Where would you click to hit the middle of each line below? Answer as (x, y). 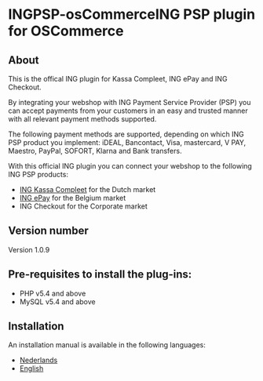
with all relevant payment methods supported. (82, 119)
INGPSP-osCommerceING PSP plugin (132, 15)
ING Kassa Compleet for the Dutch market (88, 189)
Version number (48, 231)
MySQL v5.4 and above (57, 301)
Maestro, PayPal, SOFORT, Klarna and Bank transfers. (95, 151)
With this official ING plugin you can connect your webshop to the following (130, 166)
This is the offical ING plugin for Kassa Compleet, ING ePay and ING (118, 79)
